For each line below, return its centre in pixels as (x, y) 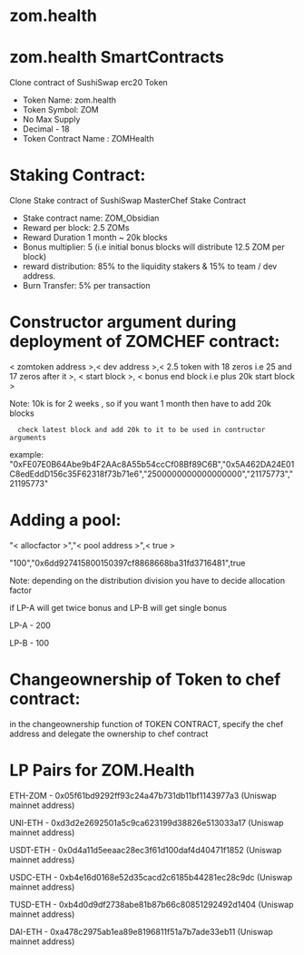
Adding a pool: (65, 521)
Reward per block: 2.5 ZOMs (76, 228)
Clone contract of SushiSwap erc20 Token (88, 83)
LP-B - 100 (29, 643)
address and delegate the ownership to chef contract (109, 733)
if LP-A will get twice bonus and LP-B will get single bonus (118, 607)
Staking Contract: (78, 176)
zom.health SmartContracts (117, 58)
